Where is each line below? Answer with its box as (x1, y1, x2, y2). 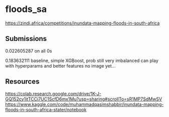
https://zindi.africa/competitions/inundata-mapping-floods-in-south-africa (5, 20, 160, 26)
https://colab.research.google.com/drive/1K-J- (5, 90, 102, 96)
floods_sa (5, 3, 47, 15)
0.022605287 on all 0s (5, 47, 52, 53)
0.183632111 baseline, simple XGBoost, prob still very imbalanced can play (5, 57, 158, 63)
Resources (5, 77, 40, 86)
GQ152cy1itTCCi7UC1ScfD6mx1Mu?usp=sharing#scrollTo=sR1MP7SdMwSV (5, 96, 162, 102)
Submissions (5, 34, 47, 43)
